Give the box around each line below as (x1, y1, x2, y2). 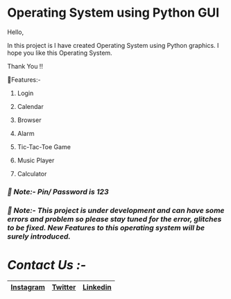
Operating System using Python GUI (7, 5, 220, 21)
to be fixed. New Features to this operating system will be (7, 223, 205, 232)
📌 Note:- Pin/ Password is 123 (7, 187, 109, 196)
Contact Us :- (7, 257, 87, 273)
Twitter (51, 282, 76, 292)
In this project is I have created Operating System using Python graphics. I (7, 41, 219, 49)
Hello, (7, 28, 24, 36)
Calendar (17, 102, 44, 110)
